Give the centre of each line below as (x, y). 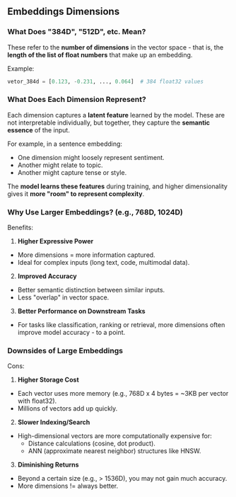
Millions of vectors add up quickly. (67, 409)
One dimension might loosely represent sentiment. (91, 157)
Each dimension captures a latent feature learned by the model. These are (116, 115)
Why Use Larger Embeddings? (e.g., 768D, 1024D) (95, 212)
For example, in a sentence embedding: (65, 144)
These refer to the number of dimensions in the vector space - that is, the (116, 47)
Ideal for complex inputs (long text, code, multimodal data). (104, 263)
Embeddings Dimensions (64, 12)
